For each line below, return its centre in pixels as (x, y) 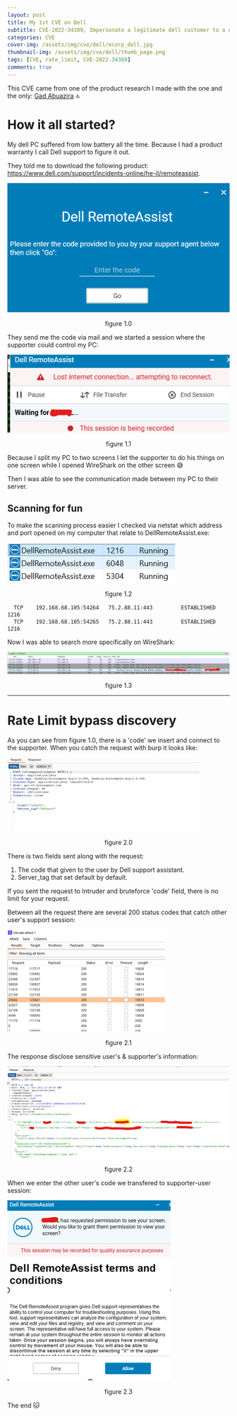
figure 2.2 (119, 1169)
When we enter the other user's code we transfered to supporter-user (109, 1183)
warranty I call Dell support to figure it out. (69, 151)
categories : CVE (31, 38)
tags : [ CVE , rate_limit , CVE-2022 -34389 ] (69, 60)
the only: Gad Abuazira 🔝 (43, 96)
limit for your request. (39, 898)
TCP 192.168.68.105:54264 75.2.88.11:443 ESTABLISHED (115, 608)
